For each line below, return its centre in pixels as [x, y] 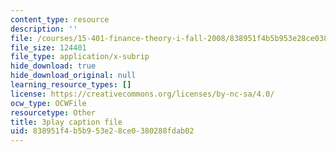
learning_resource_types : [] [71, 85]
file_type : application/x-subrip [80, 57]
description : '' [44, 29]
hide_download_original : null [73, 76]
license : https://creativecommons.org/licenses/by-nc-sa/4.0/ [142, 94]
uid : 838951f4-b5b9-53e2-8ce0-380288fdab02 [102, 131]
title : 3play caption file [66, 122]
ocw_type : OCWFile [48, 103]
